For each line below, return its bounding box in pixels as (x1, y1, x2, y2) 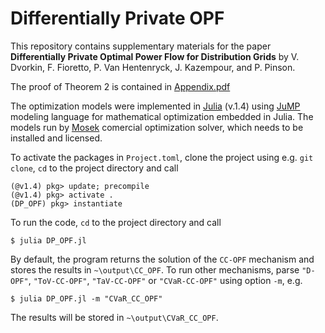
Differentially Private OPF (10, 7, 225, 30)
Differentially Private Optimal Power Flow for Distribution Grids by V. (10, 50, 300, 62)
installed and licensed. (10, 132, 103, 144)
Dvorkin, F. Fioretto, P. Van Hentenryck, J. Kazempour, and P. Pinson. (10, 61, 296, 73)
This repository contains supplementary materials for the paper (10, 40, 272, 52)
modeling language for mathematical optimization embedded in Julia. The (10, 110, 314, 122)
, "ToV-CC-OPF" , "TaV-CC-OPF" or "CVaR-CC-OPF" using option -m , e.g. (28, 274, 303, 286)
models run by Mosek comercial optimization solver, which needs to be (10, 121, 304, 133)
